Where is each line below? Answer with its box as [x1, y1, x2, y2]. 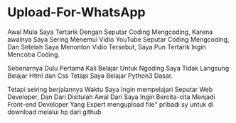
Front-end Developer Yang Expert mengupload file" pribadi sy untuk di [7, 100, 214, 108]
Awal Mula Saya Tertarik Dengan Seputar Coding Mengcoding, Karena [7, 28, 213, 36]
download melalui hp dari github [7, 107, 102, 116]
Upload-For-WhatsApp [7, 4, 146, 20]
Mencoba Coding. [7, 50, 60, 59]
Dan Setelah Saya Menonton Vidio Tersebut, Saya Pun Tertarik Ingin [7, 42, 206, 51]
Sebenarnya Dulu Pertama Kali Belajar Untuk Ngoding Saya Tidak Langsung [7, 64, 230, 72]
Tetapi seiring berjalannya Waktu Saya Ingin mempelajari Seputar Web [7, 85, 213, 93]
